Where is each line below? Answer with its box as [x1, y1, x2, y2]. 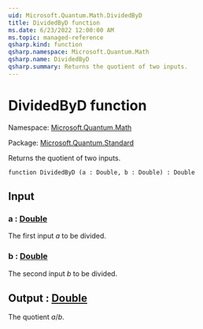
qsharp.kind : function [8, 41, 83, 49]
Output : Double [8, 292, 88, 305]
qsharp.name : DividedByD [8, 56, 90, 64]
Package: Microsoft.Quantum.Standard [8, 138, 135, 147]
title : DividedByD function [8, 19, 101, 27]
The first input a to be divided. [8, 231, 106, 241]
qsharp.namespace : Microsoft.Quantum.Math [8, 48, 149, 56]
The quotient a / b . [8, 312, 65, 322]
